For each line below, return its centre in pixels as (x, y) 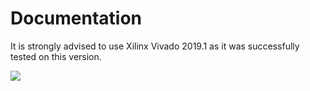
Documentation (76, 18)
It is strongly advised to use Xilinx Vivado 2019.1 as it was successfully (155, 46)
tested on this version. (56, 56)
